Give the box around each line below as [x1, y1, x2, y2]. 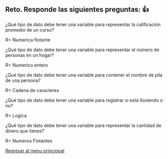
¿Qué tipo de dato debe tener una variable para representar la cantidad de [5, 122, 162, 128]
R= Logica [5, 112, 27, 119]
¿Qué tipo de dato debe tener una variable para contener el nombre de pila [5, 72, 162, 78]
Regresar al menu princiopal [5, 147, 65, 153]
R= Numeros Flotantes [5, 138, 53, 144]
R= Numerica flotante [5, 36, 51, 43]
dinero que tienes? [5, 128, 44, 134]
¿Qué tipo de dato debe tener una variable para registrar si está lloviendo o [5, 97, 163, 103]
